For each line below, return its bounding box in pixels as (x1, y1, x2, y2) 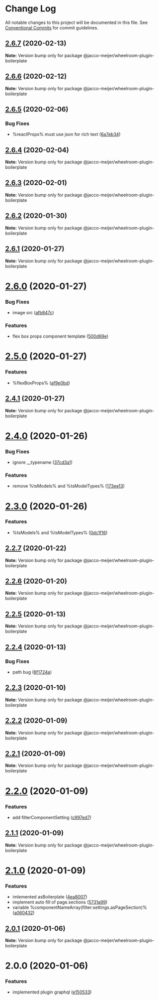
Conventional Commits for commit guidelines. (5, 24, 98, 30)
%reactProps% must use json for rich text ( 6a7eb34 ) (12, 131, 121, 137)
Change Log (5, 3, 56, 14)
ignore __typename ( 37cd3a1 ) (12, 459, 73, 466)
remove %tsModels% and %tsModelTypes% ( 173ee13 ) (12, 483, 125, 489)
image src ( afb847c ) (12, 309, 54, 315)
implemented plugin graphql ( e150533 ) (12, 989, 92, 995)
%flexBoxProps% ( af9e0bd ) (12, 379, 71, 386)
